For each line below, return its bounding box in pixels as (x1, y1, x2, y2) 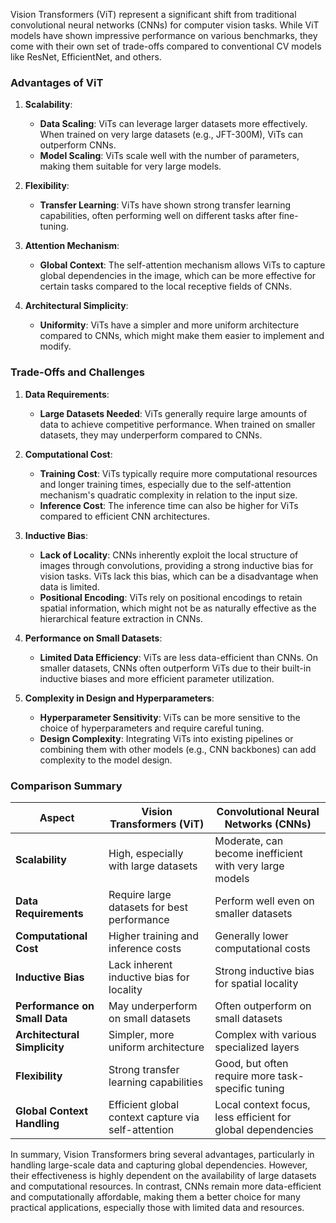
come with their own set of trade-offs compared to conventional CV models (10, 40, 322, 52)
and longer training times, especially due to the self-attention (39, 478, 292, 490)
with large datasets (108, 859, 198, 873)
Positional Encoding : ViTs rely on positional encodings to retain (39, 591, 303, 603)
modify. (39, 340, 72, 353)
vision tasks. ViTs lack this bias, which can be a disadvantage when (39, 570, 319, 582)
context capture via (108, 1110, 200, 1124)
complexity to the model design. (39, 754, 173, 766)
